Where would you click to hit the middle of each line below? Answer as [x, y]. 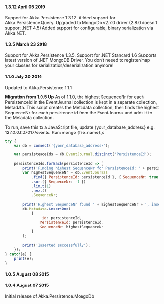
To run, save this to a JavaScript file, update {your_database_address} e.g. [80, 127]
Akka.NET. [16, 33]
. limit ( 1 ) [41, 186]
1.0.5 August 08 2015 [27, 274]
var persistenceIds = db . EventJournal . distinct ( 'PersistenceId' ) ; [83, 154]
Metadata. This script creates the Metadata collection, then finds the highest [82, 107]
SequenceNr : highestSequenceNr [72, 227]
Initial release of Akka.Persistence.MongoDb [50, 296]
